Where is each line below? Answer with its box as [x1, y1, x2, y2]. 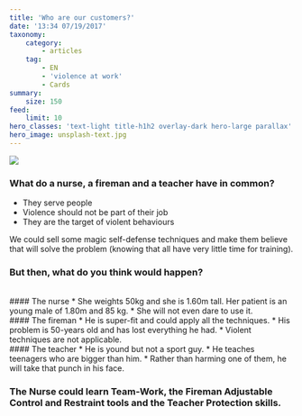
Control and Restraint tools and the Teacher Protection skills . [9, 397, 282, 410]
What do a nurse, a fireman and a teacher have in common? [9, 176, 275, 189]
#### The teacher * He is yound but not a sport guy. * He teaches [9, 344, 255, 355]
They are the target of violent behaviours [22, 217, 175, 228]
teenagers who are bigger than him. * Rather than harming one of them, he [9, 353, 287, 365]
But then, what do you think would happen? [9, 267, 204, 279]
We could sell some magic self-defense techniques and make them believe [9, 234, 288, 245]
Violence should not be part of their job [22, 207, 169, 218]
